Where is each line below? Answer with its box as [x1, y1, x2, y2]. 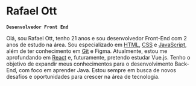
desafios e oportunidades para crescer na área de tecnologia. [6, 73, 160, 80]
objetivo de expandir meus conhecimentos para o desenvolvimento [6, 60, 174, 67]
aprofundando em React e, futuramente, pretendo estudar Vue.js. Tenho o [6, 54, 191, 61]
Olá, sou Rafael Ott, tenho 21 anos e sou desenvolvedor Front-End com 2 [6, 34, 187, 41]
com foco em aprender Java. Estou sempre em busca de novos [19, 66, 177, 73]
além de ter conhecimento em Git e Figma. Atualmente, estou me [6, 47, 168, 55]
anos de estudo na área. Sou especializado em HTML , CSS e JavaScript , [6, 41, 187, 48]
